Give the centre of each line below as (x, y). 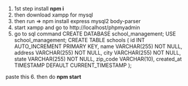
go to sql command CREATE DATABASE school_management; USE (95, 34)
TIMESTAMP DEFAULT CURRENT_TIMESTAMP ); (73, 65)
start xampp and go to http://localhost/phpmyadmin (77, 27)
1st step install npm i (39, 9)
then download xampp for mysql (54, 15)
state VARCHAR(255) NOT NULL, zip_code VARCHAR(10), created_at (98, 59)
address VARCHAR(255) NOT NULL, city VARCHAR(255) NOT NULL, (97, 52)
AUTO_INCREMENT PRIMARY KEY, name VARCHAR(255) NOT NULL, (98, 46)
